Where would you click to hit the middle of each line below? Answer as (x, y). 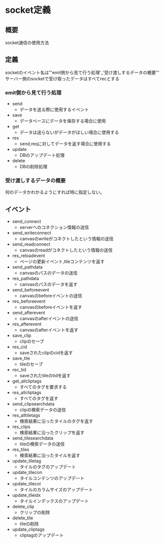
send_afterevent (29, 313)
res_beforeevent (29, 301)
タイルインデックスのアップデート (54, 501)
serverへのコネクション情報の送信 (54, 227)
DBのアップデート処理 (42, 155)
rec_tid (19, 370)
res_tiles (21, 450)
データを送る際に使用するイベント (54, 109)
